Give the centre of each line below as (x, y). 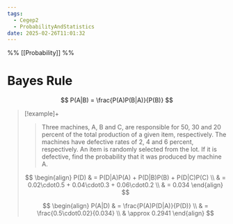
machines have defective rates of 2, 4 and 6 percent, (118, 142)
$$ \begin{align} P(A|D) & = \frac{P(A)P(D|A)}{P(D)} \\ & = (126, 206)
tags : (15, 14)
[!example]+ (41, 114)
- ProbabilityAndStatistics (54, 26)
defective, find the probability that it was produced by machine (131, 157)
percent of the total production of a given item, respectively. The (134, 135)
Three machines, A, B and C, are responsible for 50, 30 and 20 (131, 127)
